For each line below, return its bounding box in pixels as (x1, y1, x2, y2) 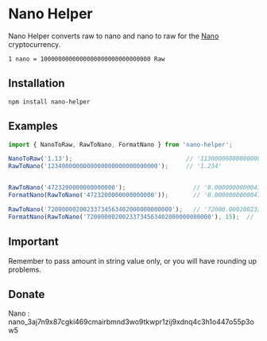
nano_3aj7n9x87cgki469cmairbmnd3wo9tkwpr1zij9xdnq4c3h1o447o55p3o (8, 317, 254, 327)
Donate (8, 288, 45, 301)
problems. (8, 265, 41, 274)
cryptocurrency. (8, 39, 61, 49)
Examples (8, 120, 58, 133)
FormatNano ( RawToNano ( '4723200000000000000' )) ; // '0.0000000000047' (8, 191, 265, 199)
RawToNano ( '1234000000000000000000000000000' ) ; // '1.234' (8, 163, 222, 170)
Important (8, 235, 59, 249)
